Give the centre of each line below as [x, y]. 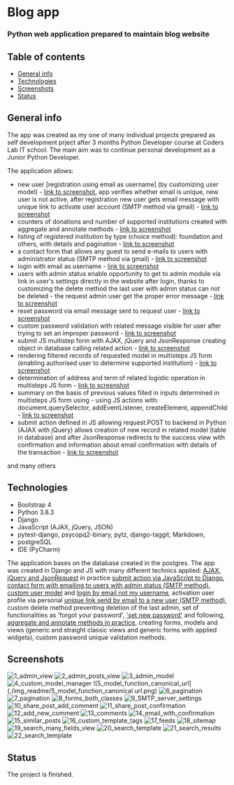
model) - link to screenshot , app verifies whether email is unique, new [118, 192]
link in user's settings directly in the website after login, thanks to [111, 281]
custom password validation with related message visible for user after [119, 326]
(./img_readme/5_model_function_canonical [70, 691]
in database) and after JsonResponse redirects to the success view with [121, 437]
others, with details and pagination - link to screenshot [96, 244]
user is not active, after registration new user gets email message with [118, 199]
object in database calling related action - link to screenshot [103, 348]
